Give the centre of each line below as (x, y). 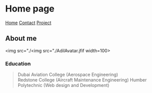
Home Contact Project (28, 23)
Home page (30, 9)
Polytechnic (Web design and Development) (63, 85)
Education (18, 63)
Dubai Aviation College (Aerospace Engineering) (68, 75)
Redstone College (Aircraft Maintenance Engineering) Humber (82, 80)
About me (21, 38)
